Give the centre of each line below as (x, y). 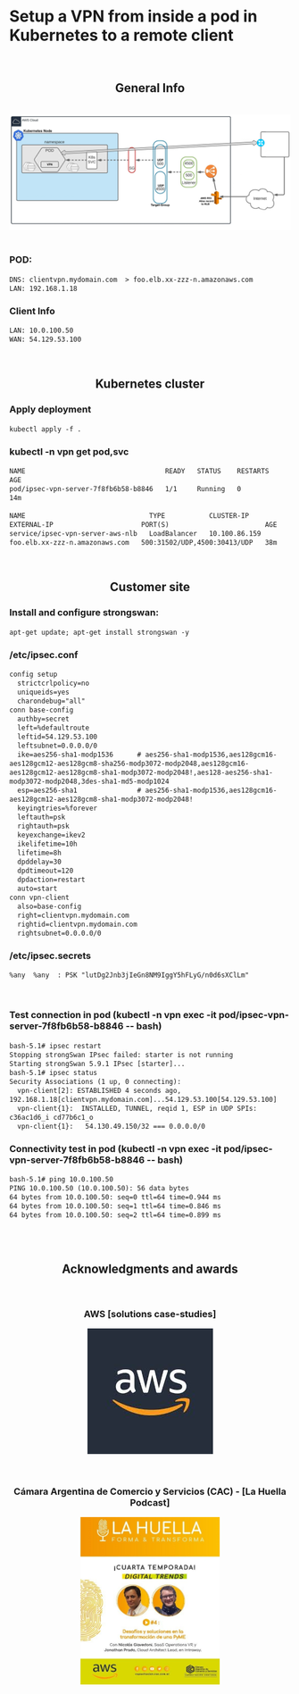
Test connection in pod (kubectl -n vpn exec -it (113, 1015)
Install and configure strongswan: (84, 613)
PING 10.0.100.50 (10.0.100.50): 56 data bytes (100, 1188)
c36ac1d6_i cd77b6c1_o (51, 1117)
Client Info (32, 311)
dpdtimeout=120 (46, 871)
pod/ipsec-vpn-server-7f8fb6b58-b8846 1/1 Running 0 (125, 489)
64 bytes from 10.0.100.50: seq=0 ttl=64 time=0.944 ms (115, 1197)
